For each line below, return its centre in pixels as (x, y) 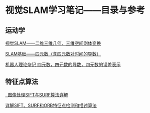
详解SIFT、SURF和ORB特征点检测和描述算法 (51, 105)
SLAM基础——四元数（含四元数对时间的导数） (53, 54)
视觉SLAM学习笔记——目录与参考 (75, 10)
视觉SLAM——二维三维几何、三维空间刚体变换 (53, 43)
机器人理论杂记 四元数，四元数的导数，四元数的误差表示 (63, 64)
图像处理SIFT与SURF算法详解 (38, 94)
